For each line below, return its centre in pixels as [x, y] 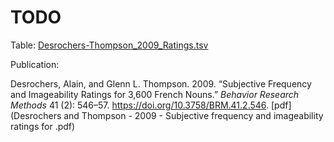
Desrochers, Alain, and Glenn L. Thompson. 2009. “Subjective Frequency [161, 83]
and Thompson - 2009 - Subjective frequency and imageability [193, 115]
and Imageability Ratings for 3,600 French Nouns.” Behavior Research [155, 94]
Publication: [35, 64]
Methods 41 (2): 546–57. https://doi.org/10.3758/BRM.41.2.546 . [140, 105]
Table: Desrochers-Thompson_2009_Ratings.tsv [109, 45]
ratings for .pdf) [43, 126]
